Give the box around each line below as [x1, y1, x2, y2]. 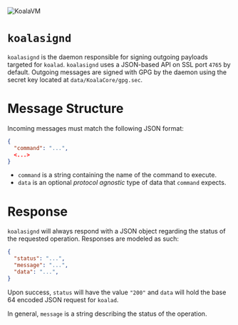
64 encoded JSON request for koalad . [7, 295, 119, 304]
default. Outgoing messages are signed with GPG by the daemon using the [7, 68, 227, 76]
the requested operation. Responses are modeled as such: [7, 234, 180, 243]
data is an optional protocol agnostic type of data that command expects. [17, 179, 227, 187]
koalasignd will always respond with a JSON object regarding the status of [7, 227, 226, 236]
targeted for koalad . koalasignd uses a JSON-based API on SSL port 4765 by [7, 60, 231, 69]
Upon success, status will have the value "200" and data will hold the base [7, 288, 227, 296]
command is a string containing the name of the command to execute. [17, 171, 217, 179]
